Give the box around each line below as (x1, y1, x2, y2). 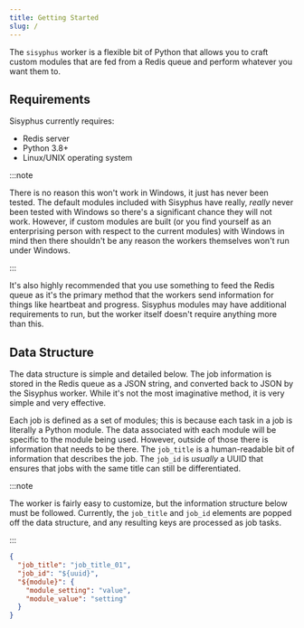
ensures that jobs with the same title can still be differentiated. (9, 463, 242, 474)
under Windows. (9, 245, 71, 256)
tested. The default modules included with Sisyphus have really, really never (9, 197, 294, 208)
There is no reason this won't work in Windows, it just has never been (9, 187, 269, 199)
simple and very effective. (9, 398, 107, 408)
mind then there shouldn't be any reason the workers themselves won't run (9, 236, 290, 247)
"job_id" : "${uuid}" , (17, 568, 100, 578)
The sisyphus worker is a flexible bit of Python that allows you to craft (9, 46, 269, 57)
